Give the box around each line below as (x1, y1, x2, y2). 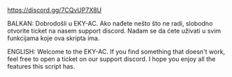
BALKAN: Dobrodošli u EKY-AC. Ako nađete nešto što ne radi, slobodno (7, 19, 213, 27)
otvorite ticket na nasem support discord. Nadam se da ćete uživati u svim (7, 27, 222, 35)
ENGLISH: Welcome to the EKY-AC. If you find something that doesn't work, (7, 48, 226, 55)
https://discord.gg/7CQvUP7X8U (7, 6, 102, 14)
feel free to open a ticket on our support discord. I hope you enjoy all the (7, 55, 216, 63)
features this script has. (7, 62, 75, 70)
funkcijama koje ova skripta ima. (7, 34, 100, 42)
